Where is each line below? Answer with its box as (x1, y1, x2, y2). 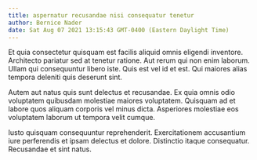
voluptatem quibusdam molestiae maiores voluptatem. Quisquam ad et (8, 96, 237, 106)
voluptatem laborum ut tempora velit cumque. (8, 113, 155, 122)
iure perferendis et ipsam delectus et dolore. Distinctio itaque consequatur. (8, 136, 250, 146)
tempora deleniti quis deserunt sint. (8, 72, 123, 82)
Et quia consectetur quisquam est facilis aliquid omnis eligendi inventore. (8, 48, 244, 57)
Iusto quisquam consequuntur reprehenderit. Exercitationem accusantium (8, 128, 246, 137)
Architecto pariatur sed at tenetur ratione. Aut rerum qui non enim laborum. (8, 56, 251, 65)
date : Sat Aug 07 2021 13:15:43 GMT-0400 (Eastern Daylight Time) (8, 26, 230, 34)
